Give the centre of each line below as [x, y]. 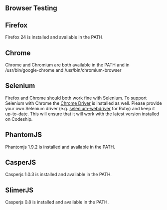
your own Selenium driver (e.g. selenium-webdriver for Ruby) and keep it [80, 108]
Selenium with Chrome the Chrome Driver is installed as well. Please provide [83, 103]
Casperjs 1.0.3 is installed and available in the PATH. [59, 175]
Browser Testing [31, 8]
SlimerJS [19, 190]
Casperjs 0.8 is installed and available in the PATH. [57, 202]
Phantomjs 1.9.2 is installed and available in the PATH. [60, 147]
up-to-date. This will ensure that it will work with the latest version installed [82, 114]
